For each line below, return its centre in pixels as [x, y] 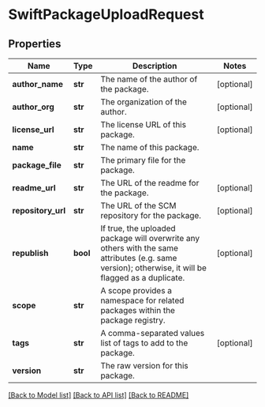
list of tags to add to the [144, 343]
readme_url [34, 188]
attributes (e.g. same [139, 258]
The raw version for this [145, 366]
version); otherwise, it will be [154, 268]
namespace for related [142, 300]
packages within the [138, 310]
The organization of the [144, 102]
